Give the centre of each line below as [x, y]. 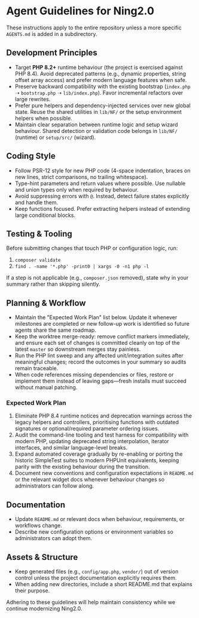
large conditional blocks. [45, 215]
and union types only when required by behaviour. [77, 189]
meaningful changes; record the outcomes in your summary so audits [100, 362]
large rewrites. [33, 99]
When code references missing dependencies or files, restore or [94, 375]
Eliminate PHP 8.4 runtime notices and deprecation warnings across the [103, 416]
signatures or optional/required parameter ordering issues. [87, 429]
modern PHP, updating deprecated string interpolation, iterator [92, 441]
